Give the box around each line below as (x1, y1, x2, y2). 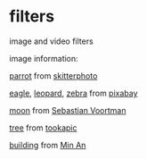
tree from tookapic (9, 122, 78, 133)
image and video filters (9, 36, 94, 46)
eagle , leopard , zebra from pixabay (9, 88, 138, 98)
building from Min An (9, 139, 86, 150)
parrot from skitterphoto (9, 70, 98, 81)
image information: (9, 53, 78, 63)
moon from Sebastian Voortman (9, 105, 127, 115)
